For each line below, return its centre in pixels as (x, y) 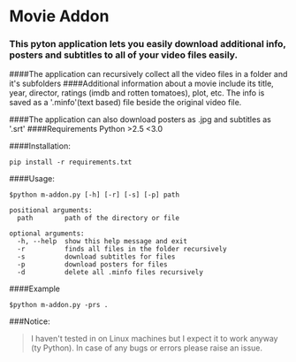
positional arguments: (51, 211)
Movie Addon (59, 16)
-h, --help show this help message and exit (102, 242)
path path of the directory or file (98, 219)
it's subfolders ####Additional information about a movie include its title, (141, 84)
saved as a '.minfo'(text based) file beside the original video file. (125, 103)
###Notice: (30, 321)
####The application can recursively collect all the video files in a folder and (148, 74)
